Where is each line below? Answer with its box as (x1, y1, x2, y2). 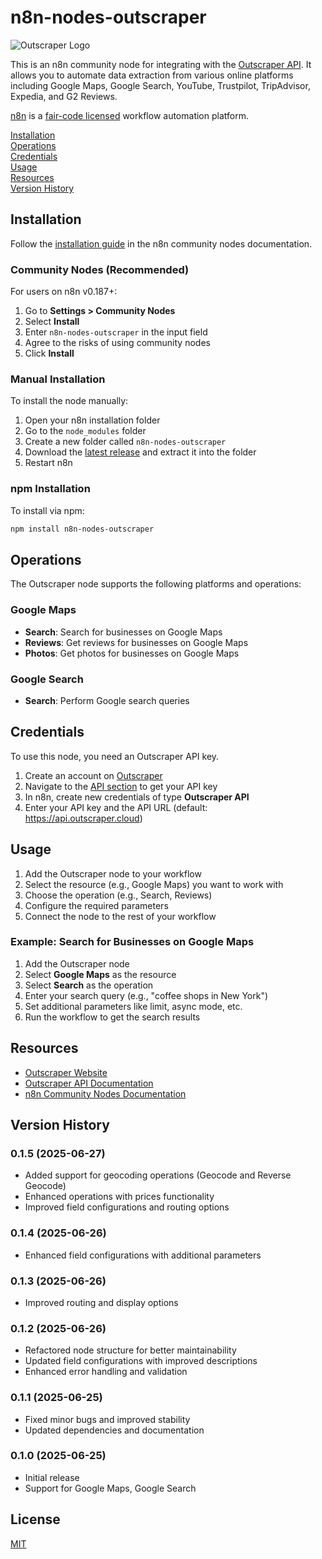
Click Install (24, 347, 75, 360)
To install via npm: (10, 504, 85, 516)
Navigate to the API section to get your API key (24, 780, 218, 792)
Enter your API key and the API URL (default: (24, 801, 208, 813)
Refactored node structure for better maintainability (24, 1344, 237, 1356)
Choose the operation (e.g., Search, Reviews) (24, 889, 213, 901)
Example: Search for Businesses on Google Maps (10, 935, 255, 949)
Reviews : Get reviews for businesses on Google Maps (24, 636, 249, 648)
